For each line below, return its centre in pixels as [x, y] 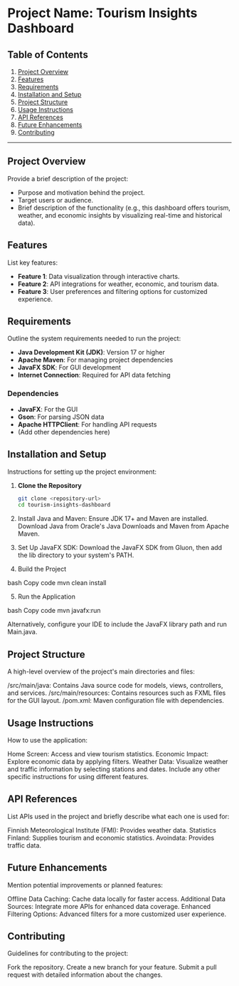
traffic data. [24, 845]
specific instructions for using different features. [78, 776]
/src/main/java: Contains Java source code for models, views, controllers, [115, 686]
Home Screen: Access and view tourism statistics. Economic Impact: [108, 753]
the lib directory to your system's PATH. [76, 555]
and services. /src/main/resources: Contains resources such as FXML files [117, 693]
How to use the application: [47, 740]
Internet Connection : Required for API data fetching [94, 375]
